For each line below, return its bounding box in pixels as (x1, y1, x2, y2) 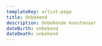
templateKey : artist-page (6, 8, 72, 15)
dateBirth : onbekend (6, 25, 59, 32)
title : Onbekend (6, 14, 47, 20)
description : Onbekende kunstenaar (6, 20, 97, 26)
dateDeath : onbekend (6, 31, 59, 37)
